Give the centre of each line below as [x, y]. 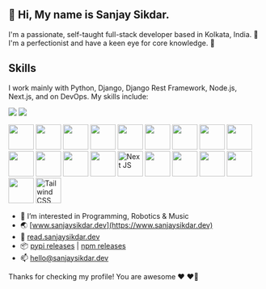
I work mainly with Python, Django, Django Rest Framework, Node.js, [123, 88]
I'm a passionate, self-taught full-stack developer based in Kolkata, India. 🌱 [133, 34]
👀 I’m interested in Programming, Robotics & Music [104, 216]
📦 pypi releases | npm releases [73, 245]
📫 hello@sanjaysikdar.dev [64, 258]
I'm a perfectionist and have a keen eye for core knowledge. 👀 [112, 43]
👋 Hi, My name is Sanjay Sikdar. [89, 15]
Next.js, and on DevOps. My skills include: [78, 96]
